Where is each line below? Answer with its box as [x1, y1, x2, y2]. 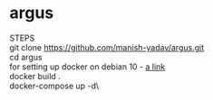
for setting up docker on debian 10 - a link [9, 61, 166, 72]
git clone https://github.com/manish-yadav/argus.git [9, 41, 205, 52]
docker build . [9, 70, 61, 81]
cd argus [9, 51, 43, 62]
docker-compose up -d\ [9, 80, 100, 91]
